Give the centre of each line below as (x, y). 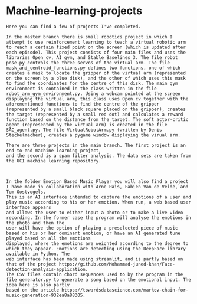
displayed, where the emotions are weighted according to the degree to (97, 243)
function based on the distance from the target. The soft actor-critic (97, 119)
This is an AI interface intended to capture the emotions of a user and (99, 197)
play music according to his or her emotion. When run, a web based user (99, 202)
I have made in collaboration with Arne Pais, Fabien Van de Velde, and (97, 187)
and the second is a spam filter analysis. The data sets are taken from (99, 156)
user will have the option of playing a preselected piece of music (92, 228)
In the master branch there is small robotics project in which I (89, 37)
